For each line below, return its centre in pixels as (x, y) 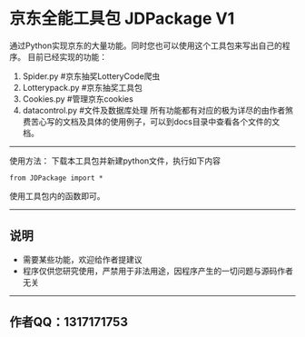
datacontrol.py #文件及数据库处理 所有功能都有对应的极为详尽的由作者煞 (157, 110)
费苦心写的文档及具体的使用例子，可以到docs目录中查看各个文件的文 (151, 121)
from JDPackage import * (56, 178)
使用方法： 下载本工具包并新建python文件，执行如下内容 (115, 161)
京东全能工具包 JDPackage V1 (122, 19)
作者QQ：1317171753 (69, 322)
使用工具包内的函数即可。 (57, 195)
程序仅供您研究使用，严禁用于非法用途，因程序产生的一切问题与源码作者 (157, 271)
